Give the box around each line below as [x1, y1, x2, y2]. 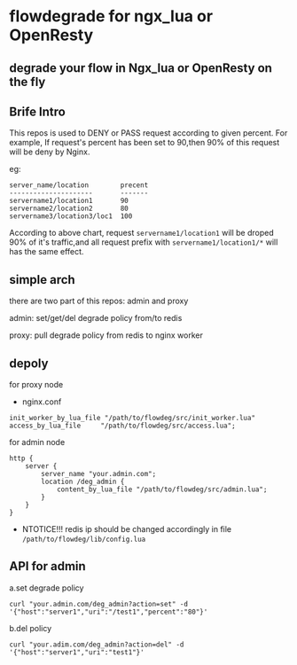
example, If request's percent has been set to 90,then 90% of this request [9, 137, 280, 148]
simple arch [9, 272, 75, 287]
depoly [9, 356, 49, 371]
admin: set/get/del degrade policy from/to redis [9, 313, 183, 324]
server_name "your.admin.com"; [41, 470, 157, 479]
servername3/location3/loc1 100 [9, 212, 133, 221]
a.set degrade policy [9, 583, 84, 593]
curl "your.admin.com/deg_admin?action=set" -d [9, 599, 189, 608]
